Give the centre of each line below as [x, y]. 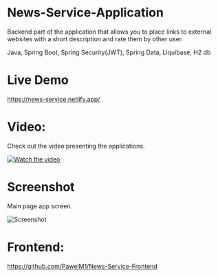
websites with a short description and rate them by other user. [95, 38]
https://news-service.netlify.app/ [54, 99]
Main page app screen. [40, 206]
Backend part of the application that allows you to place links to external [109, 32]
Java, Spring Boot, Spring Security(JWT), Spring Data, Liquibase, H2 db [109, 52]
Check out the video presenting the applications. [76, 146]
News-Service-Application [85, 13]
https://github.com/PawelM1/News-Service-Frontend [83, 266]
